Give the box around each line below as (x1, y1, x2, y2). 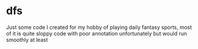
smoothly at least (6, 36, 48, 43)
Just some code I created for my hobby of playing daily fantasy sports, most (6, 24, 192, 31)
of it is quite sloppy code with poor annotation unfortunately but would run (6, 30, 187, 37)
